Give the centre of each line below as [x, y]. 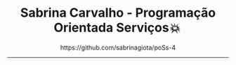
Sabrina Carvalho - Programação [118, 13]
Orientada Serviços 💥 [117, 28]
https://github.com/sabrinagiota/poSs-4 [118, 48]
